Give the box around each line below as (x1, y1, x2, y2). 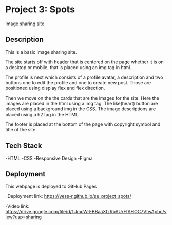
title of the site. (5, 126, 37, 132)
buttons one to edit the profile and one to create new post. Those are (5, 79, 151, 85)
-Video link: (5, 203, 30, 209)
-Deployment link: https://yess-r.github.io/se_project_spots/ (5, 193, 132, 199)
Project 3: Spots (5, 4, 75, 15)
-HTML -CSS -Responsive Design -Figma (5, 155, 93, 161)
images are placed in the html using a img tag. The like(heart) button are (5, 100, 158, 106)
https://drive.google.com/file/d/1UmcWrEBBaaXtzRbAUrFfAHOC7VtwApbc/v (5, 209, 167, 215)
